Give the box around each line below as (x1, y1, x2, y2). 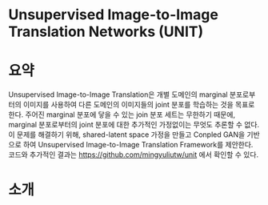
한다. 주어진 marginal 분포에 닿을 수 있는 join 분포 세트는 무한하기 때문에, (8, 110, 236, 119)
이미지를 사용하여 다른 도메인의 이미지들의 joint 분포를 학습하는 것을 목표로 (22, 100, 255, 110)
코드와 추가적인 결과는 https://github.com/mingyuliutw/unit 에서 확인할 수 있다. (8, 150, 258, 159)
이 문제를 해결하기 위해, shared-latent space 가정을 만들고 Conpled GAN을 (8, 130, 246, 139)
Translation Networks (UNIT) (8, 22, 204, 41)
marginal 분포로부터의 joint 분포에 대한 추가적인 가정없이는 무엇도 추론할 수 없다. (8, 120, 260, 130)
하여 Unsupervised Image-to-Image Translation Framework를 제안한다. (22, 140, 254, 150)
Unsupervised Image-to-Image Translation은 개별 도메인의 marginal (8, 90, 228, 99)
